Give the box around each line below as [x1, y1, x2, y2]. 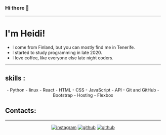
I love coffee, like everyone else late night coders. [12, 55, 114, 61]
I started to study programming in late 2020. [12, 49, 102, 56]
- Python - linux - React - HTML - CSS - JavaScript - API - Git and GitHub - [6, 87, 160, 93]
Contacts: [5, 106, 37, 115]
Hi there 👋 [5, 4, 30, 11]
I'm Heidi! [5, 28, 45, 39]
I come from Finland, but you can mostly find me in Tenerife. [12, 45, 135, 50]
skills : [5, 74, 26, 82]
